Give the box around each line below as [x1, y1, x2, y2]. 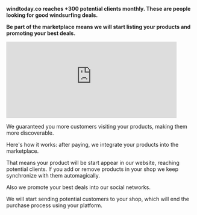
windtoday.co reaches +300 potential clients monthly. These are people [6, 5, 191, 12]
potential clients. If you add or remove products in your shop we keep [6, 165, 179, 173]
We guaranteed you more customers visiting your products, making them [6, 123, 188, 130]
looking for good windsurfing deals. [6, 11, 98, 19]
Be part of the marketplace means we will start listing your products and [6, 24, 191, 30]
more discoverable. [6, 129, 54, 136]
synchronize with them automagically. [6, 172, 101, 179]
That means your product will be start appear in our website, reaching [6, 159, 180, 166]
